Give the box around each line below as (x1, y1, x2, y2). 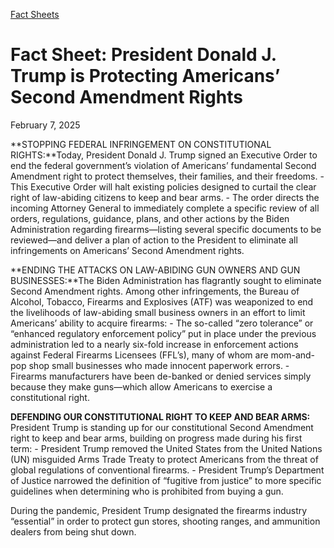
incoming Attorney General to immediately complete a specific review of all (10, 202, 320, 214)
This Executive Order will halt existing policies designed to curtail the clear (10, 180, 317, 193)
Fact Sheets (10, 9, 60, 20)
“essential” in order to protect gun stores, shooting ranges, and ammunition (10, 515, 321, 527)
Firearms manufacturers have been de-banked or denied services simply (10, 370, 312, 382)
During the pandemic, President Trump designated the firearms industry (10, 504, 308, 516)
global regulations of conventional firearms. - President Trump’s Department (10, 464, 325, 476)
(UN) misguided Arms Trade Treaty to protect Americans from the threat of (10, 453, 319, 465)
